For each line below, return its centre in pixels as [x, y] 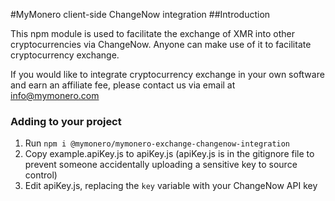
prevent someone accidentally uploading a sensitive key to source [161, 165]
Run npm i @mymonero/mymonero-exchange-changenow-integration [157, 143]
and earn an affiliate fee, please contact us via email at [123, 85]
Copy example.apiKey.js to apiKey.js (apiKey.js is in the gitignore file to [169, 154]
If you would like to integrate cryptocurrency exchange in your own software [167, 74]
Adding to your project [66, 121]
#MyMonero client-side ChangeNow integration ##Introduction [140, 14]
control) [41, 175]
